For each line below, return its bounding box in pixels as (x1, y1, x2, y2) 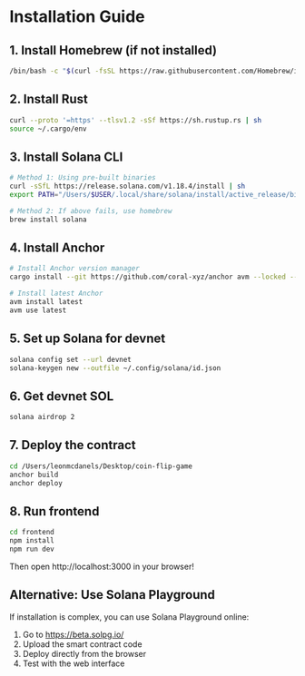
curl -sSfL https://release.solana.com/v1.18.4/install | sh (9, 181, 246, 191)
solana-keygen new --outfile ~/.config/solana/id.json (9, 363, 221, 373)
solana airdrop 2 (9, 413, 75, 422)
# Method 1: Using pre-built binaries (9, 173, 156, 182)
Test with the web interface (22, 658, 125, 669)
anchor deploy (9, 478, 64, 487)
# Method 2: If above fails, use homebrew (9, 206, 172, 215)
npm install (9, 536, 54, 545)
